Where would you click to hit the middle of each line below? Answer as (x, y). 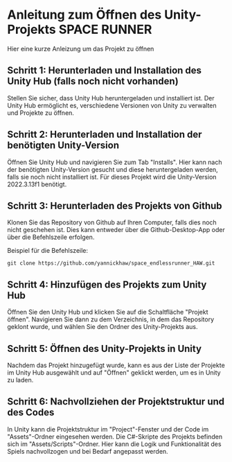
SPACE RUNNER (105, 29)
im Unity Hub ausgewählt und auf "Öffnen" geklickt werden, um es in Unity (114, 373)
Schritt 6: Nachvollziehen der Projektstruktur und (116, 402)
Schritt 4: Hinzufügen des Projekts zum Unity (107, 284)
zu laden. (20, 380)
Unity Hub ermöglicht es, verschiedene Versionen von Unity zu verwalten (112, 105)
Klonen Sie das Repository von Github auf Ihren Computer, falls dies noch (112, 222)
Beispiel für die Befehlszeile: (48, 251)
